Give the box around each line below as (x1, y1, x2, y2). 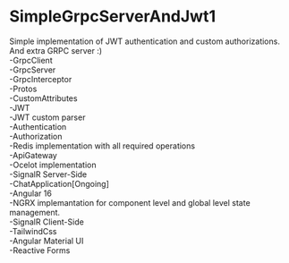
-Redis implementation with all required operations (9, 140, 195, 151)
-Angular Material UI (9, 235, 84, 246)
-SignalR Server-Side (9, 168, 88, 180)
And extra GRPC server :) (9, 45, 103, 55)
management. (9, 207, 61, 217)
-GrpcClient (9, 55, 53, 65)
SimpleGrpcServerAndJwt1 (9, 6, 217, 27)
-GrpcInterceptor (9, 73, 72, 84)
